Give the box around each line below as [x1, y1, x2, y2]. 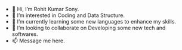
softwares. [11, 31, 39, 38]
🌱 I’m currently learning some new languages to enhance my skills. [11, 18, 177, 25]
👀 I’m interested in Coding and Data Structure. [11, 12, 125, 19]
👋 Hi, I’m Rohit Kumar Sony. [11, 6, 79, 12]
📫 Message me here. [11, 37, 65, 44]
